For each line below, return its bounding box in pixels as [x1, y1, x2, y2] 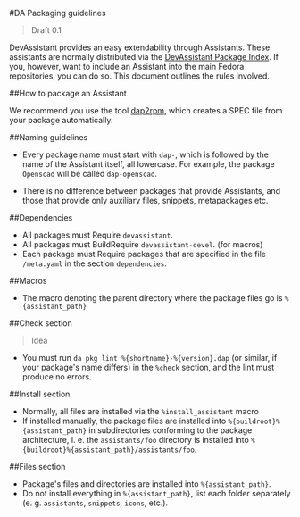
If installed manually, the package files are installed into [21, 415, 227, 426]
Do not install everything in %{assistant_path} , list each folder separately [21, 488, 291, 498]
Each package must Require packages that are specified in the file [21, 249, 266, 259]
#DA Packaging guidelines [9, 8, 106, 18]
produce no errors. [21, 371, 92, 382]
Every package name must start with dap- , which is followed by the [21, 149, 270, 160]
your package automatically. [9, 115, 113, 125]
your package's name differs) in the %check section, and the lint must [21, 362, 275, 372]
